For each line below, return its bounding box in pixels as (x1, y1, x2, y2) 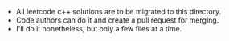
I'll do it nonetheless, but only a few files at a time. (15, 24, 182, 33)
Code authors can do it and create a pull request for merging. (15, 15, 219, 25)
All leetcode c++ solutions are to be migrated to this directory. (15, 7, 222, 16)
